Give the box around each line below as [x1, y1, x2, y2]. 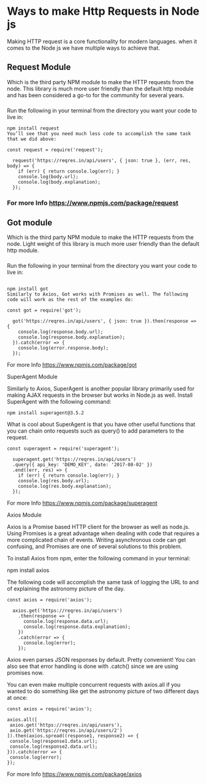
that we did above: [7, 136, 57, 142]
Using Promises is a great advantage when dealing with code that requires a [7, 530, 200, 537]
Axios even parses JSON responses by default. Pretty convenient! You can [7, 656, 196, 664]
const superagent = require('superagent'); [7, 445, 120, 452]
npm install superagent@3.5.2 [7, 410, 85, 416]
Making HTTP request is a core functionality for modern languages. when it [7, 37, 197, 45]
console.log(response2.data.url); [9, 743, 98, 750]
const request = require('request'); [7, 146, 104, 153]
